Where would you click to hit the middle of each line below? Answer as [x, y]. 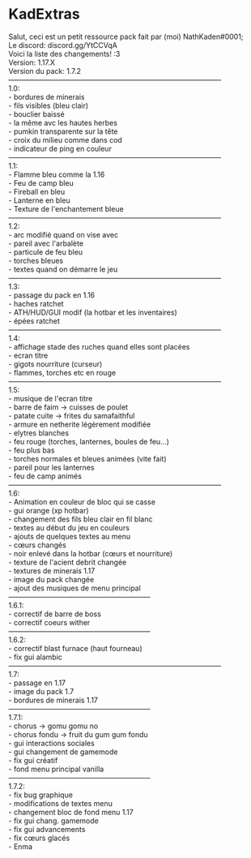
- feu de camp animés [45, 476]
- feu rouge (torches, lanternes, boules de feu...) [89, 441]
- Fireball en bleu [37, 191]
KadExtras [44, 14]
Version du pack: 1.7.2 [45, 71]
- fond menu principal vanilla [56, 769]
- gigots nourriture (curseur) [55, 364]
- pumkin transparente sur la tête [64, 131]
